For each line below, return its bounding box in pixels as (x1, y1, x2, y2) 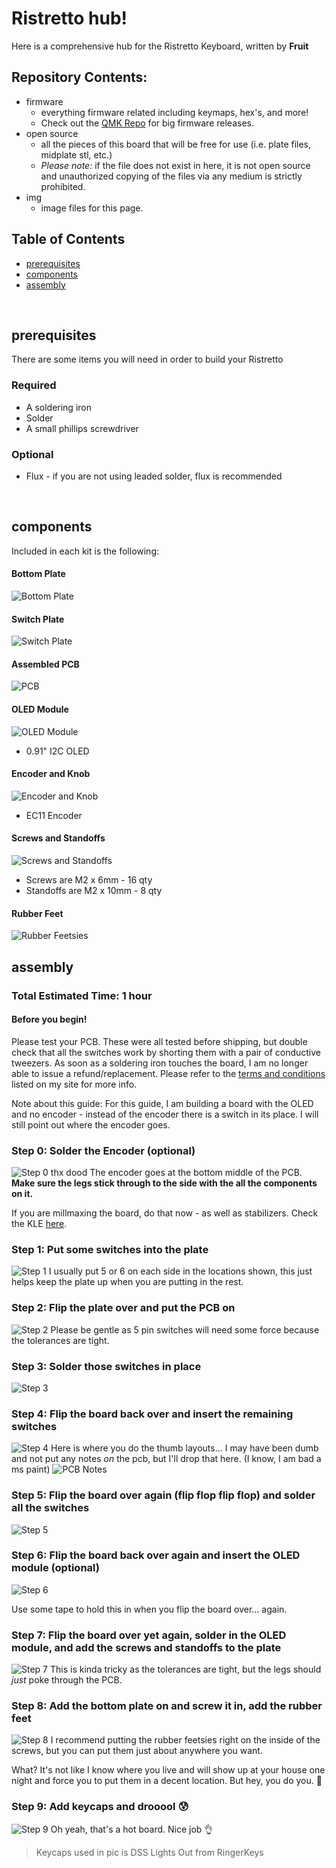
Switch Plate (11, 613, 65, 625)
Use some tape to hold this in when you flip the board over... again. (11, 1603, 288, 1615)
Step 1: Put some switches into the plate (11, 1242, 209, 1256)
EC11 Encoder (25, 809, 83, 821)
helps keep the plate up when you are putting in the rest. (11, 1276, 244, 1288)
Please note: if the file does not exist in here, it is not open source (40, 159, 311, 171)
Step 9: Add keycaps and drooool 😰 (11, 1800, 189, 1814)
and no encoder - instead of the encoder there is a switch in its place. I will (11, 1108, 319, 1120)
